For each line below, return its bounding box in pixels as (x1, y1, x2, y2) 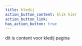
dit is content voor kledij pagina (5, 35, 70, 41)
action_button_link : (5, 16, 48, 21)
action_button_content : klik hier (5, 12, 77, 17)
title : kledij (5, 7, 35, 12)
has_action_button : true (5, 21, 57, 26)
